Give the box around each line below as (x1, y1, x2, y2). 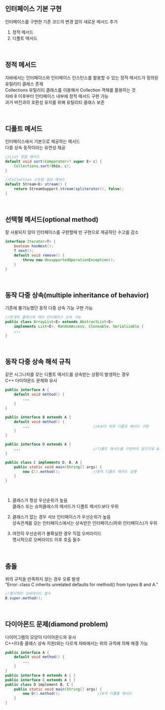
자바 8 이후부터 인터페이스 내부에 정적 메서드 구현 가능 (5, 93, 109, 99)
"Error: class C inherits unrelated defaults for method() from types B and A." (5, 581, 159, 587)
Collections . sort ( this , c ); (14, 164, 71, 169)
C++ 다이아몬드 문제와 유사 (5, 378, 57, 384)
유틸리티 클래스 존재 (5, 81, 43, 87)
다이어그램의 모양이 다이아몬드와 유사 (5, 634, 76, 640)
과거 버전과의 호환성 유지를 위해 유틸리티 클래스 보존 (5, 99, 105, 105)
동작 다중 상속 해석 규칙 (5, 357, 71, 366)
